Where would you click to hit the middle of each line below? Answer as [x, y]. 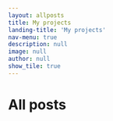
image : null [27, 52]
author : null [29, 59]
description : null [38, 44]
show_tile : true [34, 66]
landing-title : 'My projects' [57, 30]
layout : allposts [36, 15]
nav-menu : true [33, 37]
